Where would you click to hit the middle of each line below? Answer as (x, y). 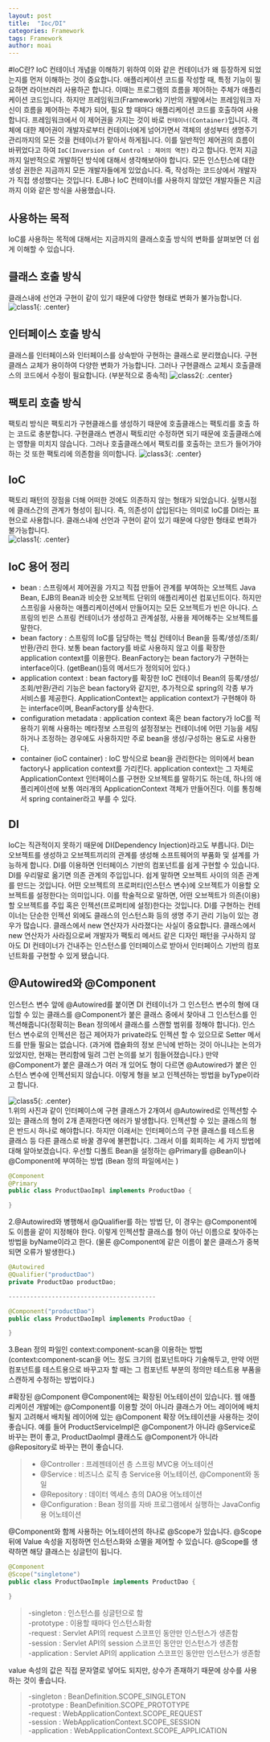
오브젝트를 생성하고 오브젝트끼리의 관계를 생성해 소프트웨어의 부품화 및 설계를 (130, 855)
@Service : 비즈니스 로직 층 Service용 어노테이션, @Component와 (145, 1474)
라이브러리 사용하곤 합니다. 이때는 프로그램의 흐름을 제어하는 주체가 (135, 90)
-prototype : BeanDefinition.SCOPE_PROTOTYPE (109, 1705)
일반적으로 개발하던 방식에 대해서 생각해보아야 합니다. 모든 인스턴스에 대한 (139, 160)
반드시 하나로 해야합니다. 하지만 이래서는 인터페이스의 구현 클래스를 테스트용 (136, 1130)
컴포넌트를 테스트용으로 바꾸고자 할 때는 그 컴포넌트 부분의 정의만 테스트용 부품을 (135, 1369)
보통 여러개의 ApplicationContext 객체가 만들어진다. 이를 (151, 789)
